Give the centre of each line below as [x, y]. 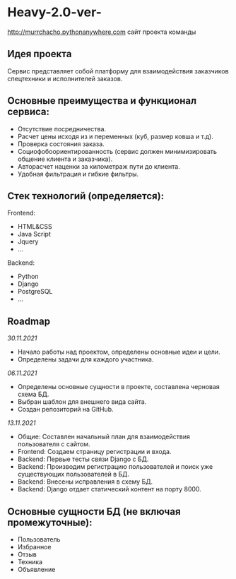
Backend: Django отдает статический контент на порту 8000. [109, 489]
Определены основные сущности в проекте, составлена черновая [119, 387]
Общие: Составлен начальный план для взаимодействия [104, 437]
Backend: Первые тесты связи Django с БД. [83, 459]
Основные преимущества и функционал [102, 101]
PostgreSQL [35, 292]
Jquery [28, 241]
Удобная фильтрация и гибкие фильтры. [78, 174]
